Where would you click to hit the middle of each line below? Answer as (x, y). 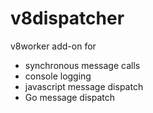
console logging (58, 76)
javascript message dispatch (84, 86)
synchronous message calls (82, 65)
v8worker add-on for (53, 46)
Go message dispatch (69, 97)
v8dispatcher (67, 18)
